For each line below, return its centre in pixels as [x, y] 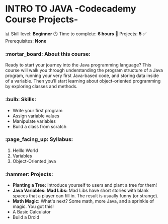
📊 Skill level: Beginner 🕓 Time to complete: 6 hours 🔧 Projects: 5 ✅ [76, 34]
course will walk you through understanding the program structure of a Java [84, 70]
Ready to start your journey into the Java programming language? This [78, 65]
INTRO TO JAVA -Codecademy [71, 9]
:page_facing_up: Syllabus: [39, 139]
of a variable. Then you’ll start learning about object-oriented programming [83, 81]
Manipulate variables [34, 121]
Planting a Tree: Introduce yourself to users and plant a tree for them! [85, 185]
